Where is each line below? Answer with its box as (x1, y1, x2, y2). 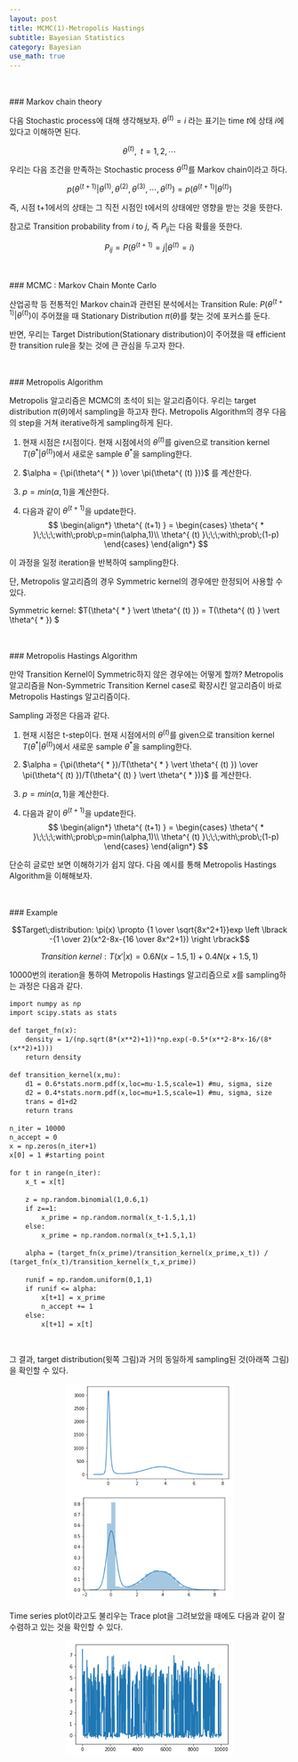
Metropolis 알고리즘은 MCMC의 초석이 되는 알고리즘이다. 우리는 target (9, 395, 256, 406)
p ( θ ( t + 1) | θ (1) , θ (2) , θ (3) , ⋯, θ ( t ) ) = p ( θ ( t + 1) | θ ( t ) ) (66, 183, 233, 194)
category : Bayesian (9, 43, 82, 52)
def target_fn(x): (9, 1027, 77, 1035)
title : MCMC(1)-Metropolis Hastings (9, 23, 145, 33)
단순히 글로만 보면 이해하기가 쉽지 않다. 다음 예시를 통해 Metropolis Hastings (9, 859, 278, 870)
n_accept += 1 (41, 1303, 93, 1311)
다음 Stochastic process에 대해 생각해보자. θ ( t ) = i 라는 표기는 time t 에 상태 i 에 (9, 114, 285, 126)
